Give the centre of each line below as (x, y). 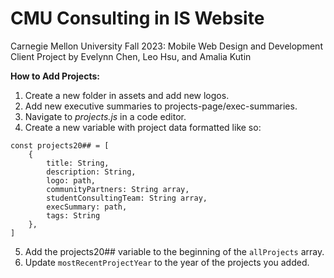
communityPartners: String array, (118, 189)
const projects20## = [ (60, 145)
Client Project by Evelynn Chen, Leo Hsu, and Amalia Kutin (131, 56)
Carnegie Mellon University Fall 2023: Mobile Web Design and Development (166, 46)
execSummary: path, (87, 207)
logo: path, (71, 180)
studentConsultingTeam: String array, (127, 198)
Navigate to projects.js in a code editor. (105, 116)
